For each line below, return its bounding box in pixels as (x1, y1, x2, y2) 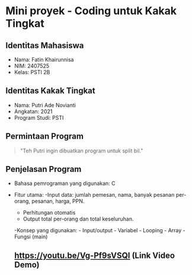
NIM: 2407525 (14, 62, 50, 69)
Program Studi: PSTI (14, 114, 64, 121)
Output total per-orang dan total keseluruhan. (23, 215, 134, 223)
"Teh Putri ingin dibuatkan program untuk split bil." (20, 147, 143, 154)
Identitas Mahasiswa (5, 40, 84, 50)
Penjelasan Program (5, 164, 82, 174)
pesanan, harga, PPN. (31, 197, 85, 205)
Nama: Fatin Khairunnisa (14, 56, 74, 63)
